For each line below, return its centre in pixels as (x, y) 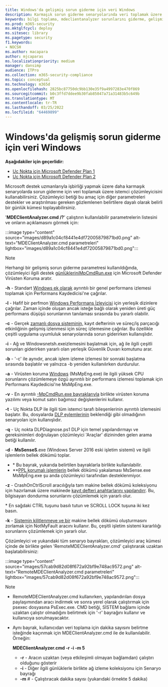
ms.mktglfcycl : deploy (29, 29)
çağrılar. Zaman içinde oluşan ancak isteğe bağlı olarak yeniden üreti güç (80, 308)
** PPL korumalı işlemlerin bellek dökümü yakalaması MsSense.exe (81, 470)
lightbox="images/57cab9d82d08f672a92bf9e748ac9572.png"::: (72, 577)
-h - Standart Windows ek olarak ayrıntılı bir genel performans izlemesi (78, 288)
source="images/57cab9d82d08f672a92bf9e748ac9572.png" (69, 566)
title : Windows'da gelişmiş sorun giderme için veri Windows (70, 10)
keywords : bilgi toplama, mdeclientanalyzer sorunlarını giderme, (76, 19)
